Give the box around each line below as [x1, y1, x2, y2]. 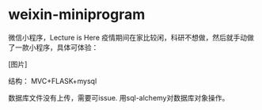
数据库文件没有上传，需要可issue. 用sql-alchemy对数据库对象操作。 [8, 93, 230, 102]
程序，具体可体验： [35, 42, 99, 52]
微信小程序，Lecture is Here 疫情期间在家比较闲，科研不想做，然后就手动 [8, 32, 248, 42]
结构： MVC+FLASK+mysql [8, 76, 97, 85]
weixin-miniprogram [8, 6, 146, 24]
